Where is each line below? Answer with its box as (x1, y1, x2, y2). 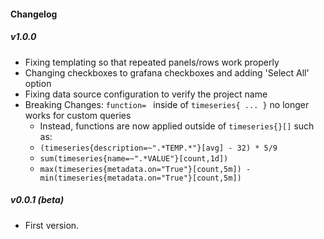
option (24, 77, 52, 89)
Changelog (10, 8, 58, 20)
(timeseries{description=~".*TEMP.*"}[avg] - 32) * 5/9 (39, 143, 278, 153)
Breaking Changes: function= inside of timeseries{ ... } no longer (24, 98, 310, 110)
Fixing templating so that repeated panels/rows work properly (24, 56, 280, 68)
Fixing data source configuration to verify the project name (24, 88, 268, 100)
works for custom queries (24, 109, 132, 121)
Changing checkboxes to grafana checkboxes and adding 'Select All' (24, 66, 310, 79)
